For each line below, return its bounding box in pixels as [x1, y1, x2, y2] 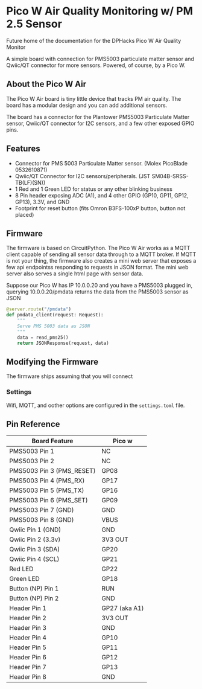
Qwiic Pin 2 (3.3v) [9, 536, 61, 544]
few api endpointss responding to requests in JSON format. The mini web [6, 264, 189, 271]
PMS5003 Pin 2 [9, 457, 54, 466]
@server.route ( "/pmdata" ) [6, 306, 71, 312]
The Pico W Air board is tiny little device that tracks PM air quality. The [6, 95, 181, 102]
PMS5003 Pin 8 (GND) [9, 516, 74, 524]
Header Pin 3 [9, 624, 47, 632]
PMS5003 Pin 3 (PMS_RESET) [9, 467, 96, 475]
